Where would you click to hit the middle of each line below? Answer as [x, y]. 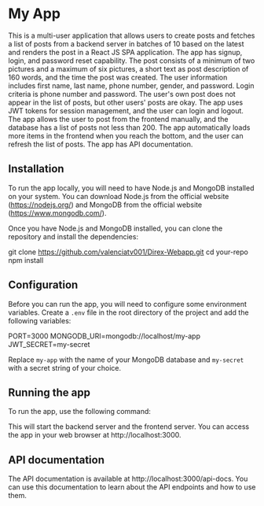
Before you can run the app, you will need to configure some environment [128, 304]
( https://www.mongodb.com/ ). [57, 212]
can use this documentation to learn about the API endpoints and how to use [132, 487]
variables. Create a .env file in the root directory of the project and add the [128, 312]
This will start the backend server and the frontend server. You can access [129, 427]
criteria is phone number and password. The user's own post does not [122, 94]
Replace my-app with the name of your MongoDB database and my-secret [126, 360]
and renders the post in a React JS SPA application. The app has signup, [125, 52]
